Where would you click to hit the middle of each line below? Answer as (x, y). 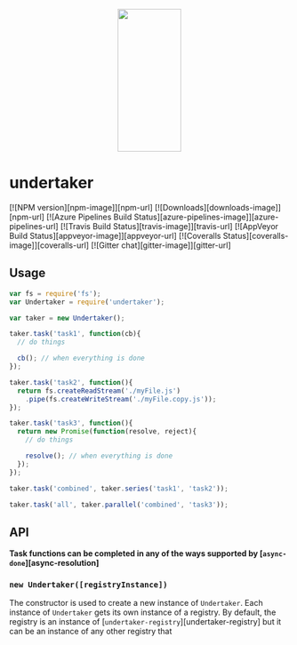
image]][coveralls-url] (49, 245)
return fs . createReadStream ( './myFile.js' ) (99, 391)
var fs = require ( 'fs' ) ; (55, 293)
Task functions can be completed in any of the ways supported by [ (136, 553)
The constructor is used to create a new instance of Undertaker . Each (136, 603)
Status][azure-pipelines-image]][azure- (206, 217)
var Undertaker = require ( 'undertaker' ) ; (87, 302)
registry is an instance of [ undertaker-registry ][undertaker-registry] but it (145, 622)
